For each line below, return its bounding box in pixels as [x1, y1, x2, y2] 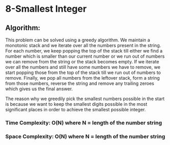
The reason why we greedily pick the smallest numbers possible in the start [5, 95, 165, 102]
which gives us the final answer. [5, 86, 73, 92]
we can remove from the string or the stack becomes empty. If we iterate [5, 59, 160, 64]
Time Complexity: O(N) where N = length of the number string [5, 119, 162, 126]
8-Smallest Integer [5, 3, 87, 15]
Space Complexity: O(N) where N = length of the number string [5, 133, 165, 140]
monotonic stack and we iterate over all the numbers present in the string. [5, 42, 161, 49]
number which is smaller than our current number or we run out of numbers [5, 53, 165, 59]
